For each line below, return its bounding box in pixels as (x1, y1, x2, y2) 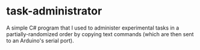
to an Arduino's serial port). (6, 37, 74, 44)
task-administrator (6, 4, 102, 18)
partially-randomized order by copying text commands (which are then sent (6, 30, 194, 37)
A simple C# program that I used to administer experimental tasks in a (6, 24, 180, 31)
